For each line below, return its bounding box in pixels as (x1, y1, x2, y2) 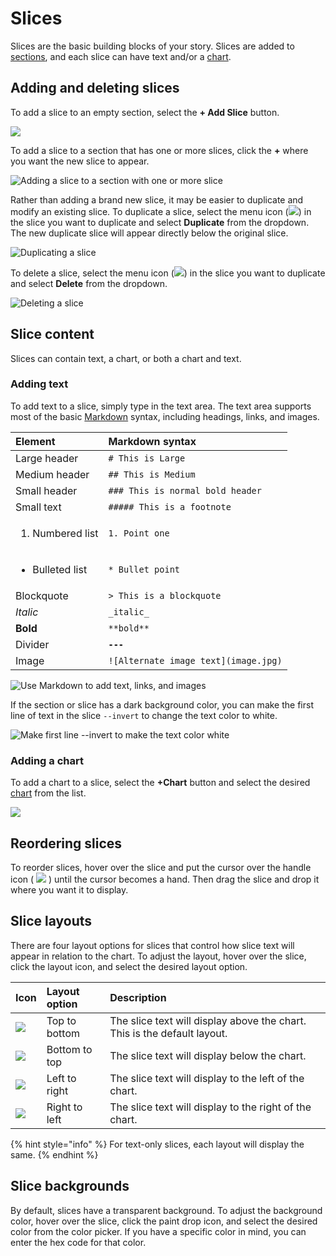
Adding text (10, 377, 69, 391)
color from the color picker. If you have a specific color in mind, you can (10, 1225, 307, 1237)
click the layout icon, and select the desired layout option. (10, 960, 248, 972)
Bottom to (46, 1042, 93, 1056)
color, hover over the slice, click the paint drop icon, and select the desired (10, 1215, 318, 1227)
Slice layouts (10, 913, 93, 930)
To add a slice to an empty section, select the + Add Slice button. (10, 106, 280, 118)
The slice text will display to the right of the (109, 1100, 312, 1114)
